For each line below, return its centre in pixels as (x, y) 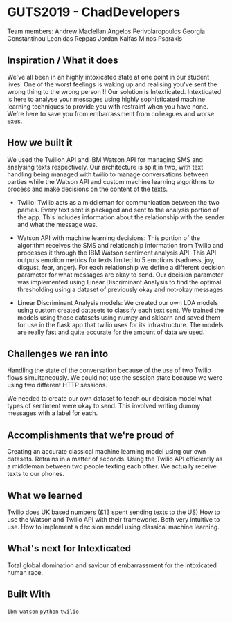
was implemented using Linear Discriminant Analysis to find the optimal (119, 282)
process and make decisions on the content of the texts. (88, 189)
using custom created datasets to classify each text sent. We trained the (120, 310)
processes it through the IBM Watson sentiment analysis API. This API (117, 253)
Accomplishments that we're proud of (91, 435)
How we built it (40, 143)
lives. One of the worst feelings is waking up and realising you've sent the (112, 84)
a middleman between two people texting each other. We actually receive (112, 466)
